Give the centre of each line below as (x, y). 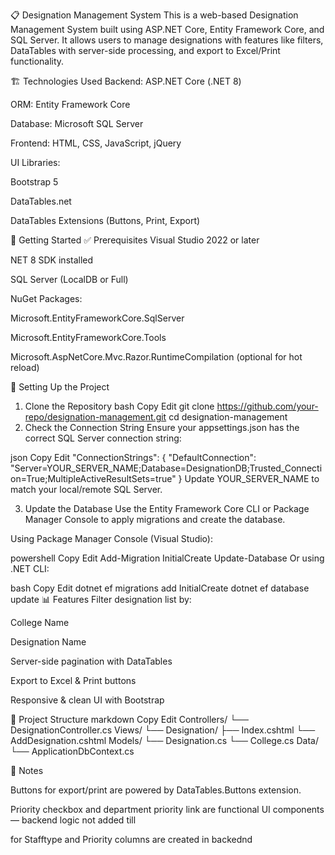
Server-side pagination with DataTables (91, 661)
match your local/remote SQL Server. (86, 489)
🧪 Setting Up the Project (60, 387)
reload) (25, 367)
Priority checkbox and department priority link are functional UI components (167, 809)
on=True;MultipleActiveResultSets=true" (93, 478)
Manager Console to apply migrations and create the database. (155, 519)
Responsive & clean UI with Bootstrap (87, 700)
